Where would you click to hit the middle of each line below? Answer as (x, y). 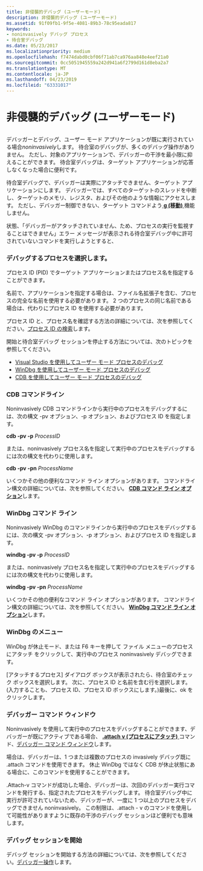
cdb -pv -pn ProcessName (40, 469)
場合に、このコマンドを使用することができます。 (72, 772)
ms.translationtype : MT (36, 68)
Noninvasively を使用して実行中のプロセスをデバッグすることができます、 (98, 729)
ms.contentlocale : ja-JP (37, 74)
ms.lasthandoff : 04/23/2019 (42, 80)
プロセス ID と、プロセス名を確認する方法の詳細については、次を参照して (97, 321)
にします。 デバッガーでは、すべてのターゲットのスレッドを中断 (117, 190)
